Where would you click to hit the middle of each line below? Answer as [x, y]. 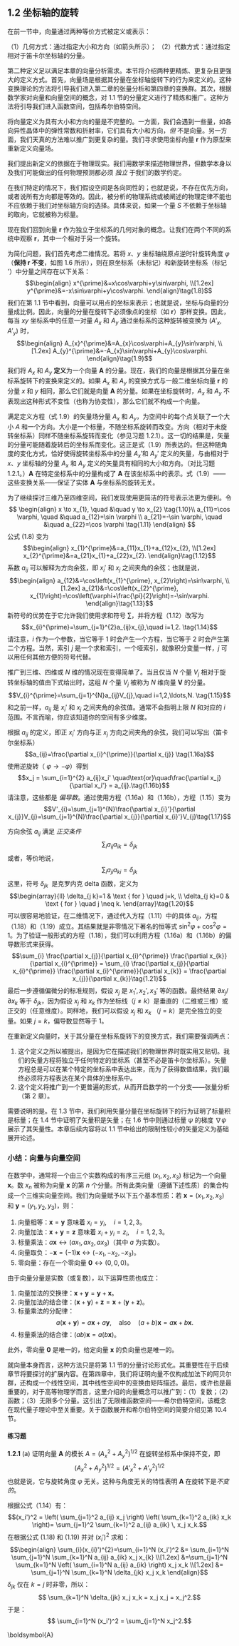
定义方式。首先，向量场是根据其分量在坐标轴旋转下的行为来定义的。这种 [126, 79]
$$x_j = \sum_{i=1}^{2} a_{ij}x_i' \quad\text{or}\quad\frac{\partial [113, 778]
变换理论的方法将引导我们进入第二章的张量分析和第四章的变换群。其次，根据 [119, 89]
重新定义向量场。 [32, 148]
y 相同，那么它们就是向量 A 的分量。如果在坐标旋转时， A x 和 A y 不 [132, 392]
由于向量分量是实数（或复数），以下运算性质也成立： [84, 1278]
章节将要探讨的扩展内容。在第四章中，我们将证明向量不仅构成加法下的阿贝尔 [119, 1373]
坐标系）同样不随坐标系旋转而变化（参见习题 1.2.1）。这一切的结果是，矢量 [121, 435]
